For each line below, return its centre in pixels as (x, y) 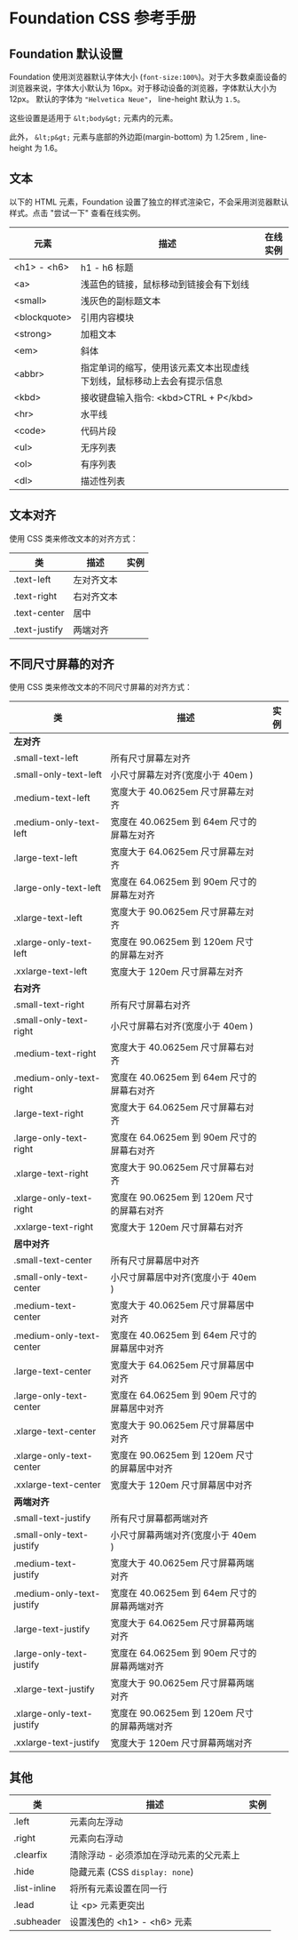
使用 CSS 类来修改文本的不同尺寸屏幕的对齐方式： (101, 687)
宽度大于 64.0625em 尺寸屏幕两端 (182, 1623)
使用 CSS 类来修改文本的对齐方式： (74, 538)
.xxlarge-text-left (51, 972)
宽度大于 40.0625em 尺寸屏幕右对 (182, 1047)
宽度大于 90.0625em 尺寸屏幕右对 (182, 1167)
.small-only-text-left (58, 774)
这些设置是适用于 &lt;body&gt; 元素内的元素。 (94, 118)
